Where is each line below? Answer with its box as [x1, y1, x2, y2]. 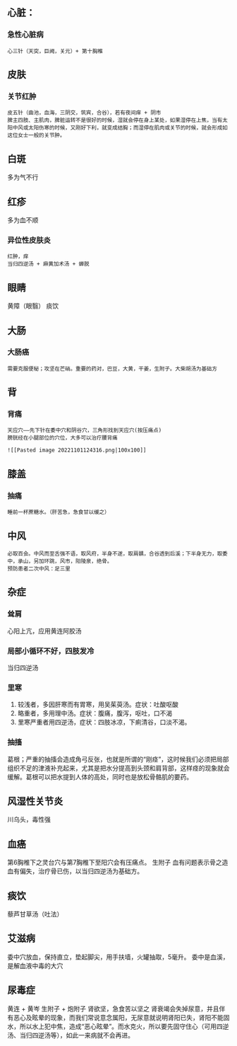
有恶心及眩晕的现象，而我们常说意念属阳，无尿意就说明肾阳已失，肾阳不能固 [7, 1013, 230, 1021]
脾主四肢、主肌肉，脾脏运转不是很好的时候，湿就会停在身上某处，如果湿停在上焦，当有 [7, 117, 223, 124]
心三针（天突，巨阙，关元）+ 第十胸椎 [7, 47, 104, 54]
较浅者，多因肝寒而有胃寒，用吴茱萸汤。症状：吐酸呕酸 [17, 700, 178, 709]
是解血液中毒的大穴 [7, 961, 63, 970]
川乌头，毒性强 [7, 815, 51, 824]
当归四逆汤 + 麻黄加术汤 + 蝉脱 [7, 260, 90, 268]
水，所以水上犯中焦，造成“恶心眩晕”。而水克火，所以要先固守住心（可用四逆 [7, 1022, 229, 1030]
